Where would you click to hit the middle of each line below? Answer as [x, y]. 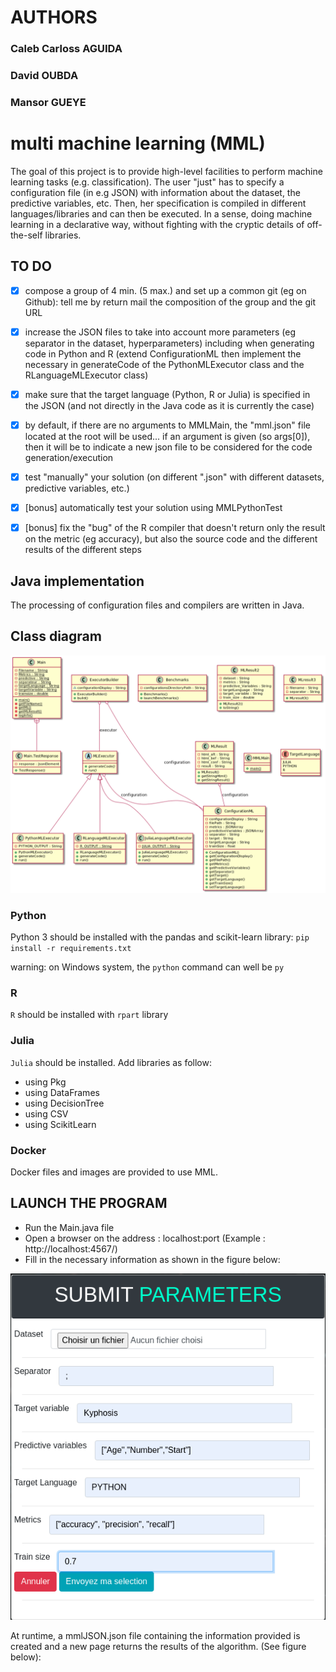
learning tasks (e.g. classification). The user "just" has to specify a [147, 182]
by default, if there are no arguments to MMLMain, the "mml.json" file [167, 425]
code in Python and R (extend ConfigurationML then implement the [163, 353]
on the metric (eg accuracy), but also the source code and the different [171, 539]
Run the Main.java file [69, 1227]
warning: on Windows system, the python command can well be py [147, 967]
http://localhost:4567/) [71, 1248]
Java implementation [77, 581]
